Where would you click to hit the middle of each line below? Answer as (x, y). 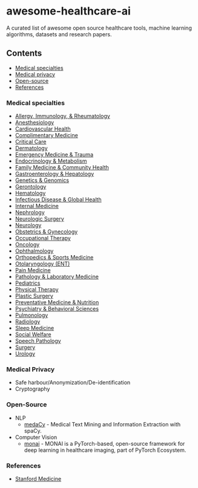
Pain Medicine (33, 270)
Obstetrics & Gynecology (46, 232)
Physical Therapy (37, 290)
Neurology (28, 226)
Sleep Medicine (35, 328)
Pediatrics (28, 283)
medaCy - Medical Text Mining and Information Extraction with (102, 424)
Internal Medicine (37, 206)
